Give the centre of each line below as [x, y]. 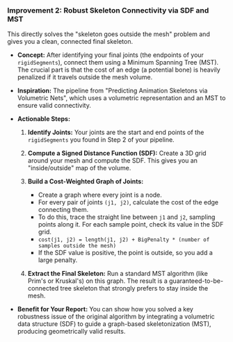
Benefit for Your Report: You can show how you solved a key [105, 309]
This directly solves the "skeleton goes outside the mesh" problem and [109, 34]
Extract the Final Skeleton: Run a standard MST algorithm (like [118, 274]
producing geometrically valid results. [71, 332]
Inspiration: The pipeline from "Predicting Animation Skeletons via [112, 91]
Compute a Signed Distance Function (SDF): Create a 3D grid [117, 153]
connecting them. [63, 210]
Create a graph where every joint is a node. [100, 195]
